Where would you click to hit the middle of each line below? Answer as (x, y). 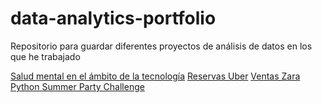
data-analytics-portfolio (113, 18)
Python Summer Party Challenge (77, 86)
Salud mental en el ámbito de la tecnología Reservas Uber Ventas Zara (155, 76)
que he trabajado (45, 56)
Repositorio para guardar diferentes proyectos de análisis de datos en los (161, 46)
